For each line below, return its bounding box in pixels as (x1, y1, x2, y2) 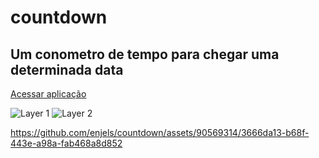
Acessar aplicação (10, 88, 87, 100)
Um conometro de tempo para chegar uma (10, 46, 280, 63)
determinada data (10, 61, 124, 78)
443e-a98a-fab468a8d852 (10, 137, 123, 149)
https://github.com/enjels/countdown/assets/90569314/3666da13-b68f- (10, 127, 310, 138)
